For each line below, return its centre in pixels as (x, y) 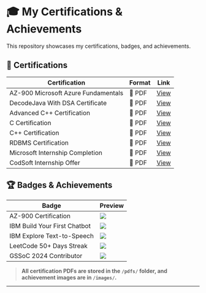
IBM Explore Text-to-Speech (51, 235)
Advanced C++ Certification (50, 113)
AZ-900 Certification (40, 216)
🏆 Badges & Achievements (59, 185)
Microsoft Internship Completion (56, 153)
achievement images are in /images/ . (69, 277)
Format (140, 82)
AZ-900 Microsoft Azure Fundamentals (67, 93)
